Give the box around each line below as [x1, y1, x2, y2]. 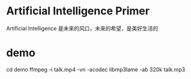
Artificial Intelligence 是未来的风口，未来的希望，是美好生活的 [6, 25, 159, 32]
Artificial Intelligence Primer [6, 4, 150, 18]
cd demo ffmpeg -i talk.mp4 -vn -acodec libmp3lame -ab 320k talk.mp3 [6, 66, 186, 73]
